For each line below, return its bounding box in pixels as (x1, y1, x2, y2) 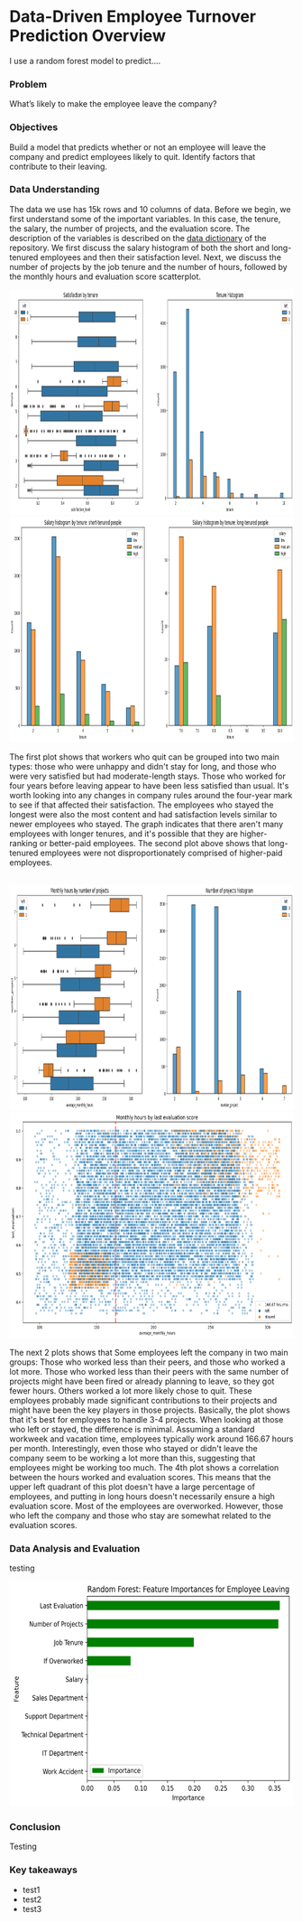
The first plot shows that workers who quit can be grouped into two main (9, 751, 279, 762)
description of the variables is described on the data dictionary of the (9, 232, 267, 243)
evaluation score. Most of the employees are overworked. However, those (9, 1500, 284, 1511)
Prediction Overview (9, 25, 167, 46)
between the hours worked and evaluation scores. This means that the (9, 1471, 271, 1482)
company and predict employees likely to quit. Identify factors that (9, 151, 256, 162)
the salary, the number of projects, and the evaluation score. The (9, 223, 251, 234)
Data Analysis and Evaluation (9, 1542, 141, 1554)
